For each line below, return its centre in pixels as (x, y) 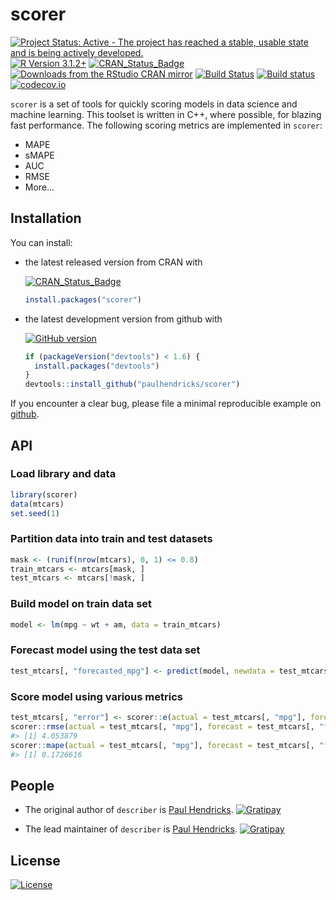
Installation (46, 218)
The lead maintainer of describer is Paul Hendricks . (131, 829)
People (32, 785)
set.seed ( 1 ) (35, 513)
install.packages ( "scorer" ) (83, 299)
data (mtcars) (37, 504)
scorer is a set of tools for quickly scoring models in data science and (154, 104)
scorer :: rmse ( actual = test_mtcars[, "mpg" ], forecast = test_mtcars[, (162, 726)
